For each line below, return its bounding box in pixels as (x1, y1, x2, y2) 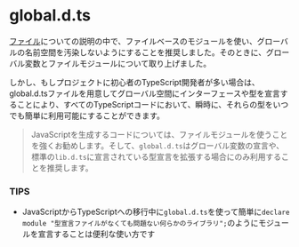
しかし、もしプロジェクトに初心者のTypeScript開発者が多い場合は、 (9, 76, 260, 87)
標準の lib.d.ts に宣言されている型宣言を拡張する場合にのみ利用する (30, 151, 282, 162)
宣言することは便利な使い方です (37, 228, 156, 240)
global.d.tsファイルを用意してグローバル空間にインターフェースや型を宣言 (9, 88, 280, 99)
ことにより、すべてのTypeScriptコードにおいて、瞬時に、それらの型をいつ (16, 99, 289, 109)
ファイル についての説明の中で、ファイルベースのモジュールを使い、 (9, 36, 258, 46)
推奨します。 (46, 162, 93, 173)
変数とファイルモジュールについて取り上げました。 (24, 58, 212, 68)
